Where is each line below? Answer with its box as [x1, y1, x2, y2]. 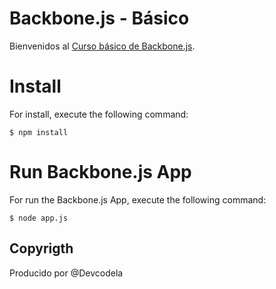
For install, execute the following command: [9, 108, 189, 120]
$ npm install [9, 127, 69, 137]
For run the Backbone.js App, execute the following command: [9, 193, 267, 206]
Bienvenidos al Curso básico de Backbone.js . [9, 40, 196, 52]
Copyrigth [9, 240, 74, 257]
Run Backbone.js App [9, 161, 192, 184]
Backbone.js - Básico [9, 7, 190, 30]
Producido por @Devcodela [9, 267, 124, 279]
